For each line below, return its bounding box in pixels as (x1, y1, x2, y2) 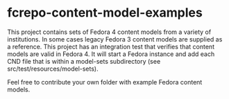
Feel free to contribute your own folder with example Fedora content (7, 78, 203, 86)
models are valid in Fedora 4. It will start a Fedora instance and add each (7, 50, 215, 58)
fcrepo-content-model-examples (7, 5, 203, 21)
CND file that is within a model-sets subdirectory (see (7, 57, 161, 65)
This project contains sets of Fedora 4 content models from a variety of (7, 28, 212, 36)
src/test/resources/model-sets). (7, 64, 99, 73)
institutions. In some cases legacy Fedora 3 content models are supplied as (7, 35, 223, 43)
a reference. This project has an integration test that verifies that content (7, 42, 215, 51)
